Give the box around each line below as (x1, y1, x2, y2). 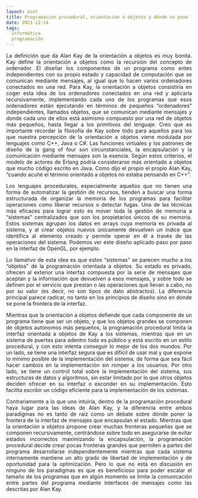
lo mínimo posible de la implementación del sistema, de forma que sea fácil (6, 356, 192, 362)
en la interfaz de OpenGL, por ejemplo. (6, 245, 101, 252)
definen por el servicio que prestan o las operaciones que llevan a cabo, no (6, 281, 192, 288)
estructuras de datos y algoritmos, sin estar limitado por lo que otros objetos (6, 374, 192, 381)
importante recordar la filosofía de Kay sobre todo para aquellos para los (6, 127, 192, 134)
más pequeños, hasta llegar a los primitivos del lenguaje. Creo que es (6, 121, 192, 128)
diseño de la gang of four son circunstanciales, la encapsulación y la (6, 146, 192, 153)
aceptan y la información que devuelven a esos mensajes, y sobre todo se (6, 275, 192, 282)
